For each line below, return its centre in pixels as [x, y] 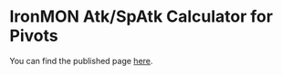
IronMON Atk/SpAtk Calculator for [141, 17]
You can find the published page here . [81, 61]
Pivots [34, 36]
